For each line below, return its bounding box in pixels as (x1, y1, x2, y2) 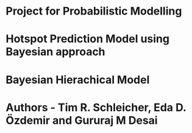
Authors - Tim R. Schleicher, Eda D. (5, 100, 187, 114)
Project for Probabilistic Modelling (5, 4, 182, 18)
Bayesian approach (5, 45, 105, 59)
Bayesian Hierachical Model (5, 73, 150, 86)
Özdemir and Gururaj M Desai (5, 114, 158, 127)
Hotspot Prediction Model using (5, 32, 170, 46)
